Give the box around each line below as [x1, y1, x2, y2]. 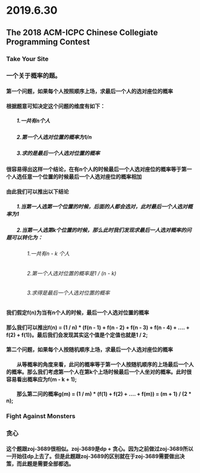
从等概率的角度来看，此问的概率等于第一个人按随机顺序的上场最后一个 [17, 361, 189, 368]
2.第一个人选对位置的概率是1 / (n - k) [27, 269, 117, 277]
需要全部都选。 [37, 460, 74, 467]
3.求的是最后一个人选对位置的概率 [17, 149, 100, 156]
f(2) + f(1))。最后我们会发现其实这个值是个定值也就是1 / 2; [6, 331, 148, 338]
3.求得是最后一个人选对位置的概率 [27, 289, 110, 296]
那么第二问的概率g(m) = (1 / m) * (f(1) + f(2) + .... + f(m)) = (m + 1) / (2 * [17, 391, 192, 398]
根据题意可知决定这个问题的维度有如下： [6, 102, 105, 109]
